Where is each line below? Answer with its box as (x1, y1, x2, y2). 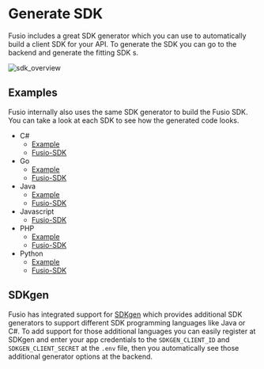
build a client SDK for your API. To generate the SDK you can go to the (8, 39, 237, 48)
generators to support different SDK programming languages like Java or (8, 318, 246, 327)
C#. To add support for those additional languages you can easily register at (8, 326, 256, 336)
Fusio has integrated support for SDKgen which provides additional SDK (8, 310, 243, 319)
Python (19, 249, 43, 258)
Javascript (19, 207, 55, 216)
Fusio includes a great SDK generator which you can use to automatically (8, 31, 247, 40)
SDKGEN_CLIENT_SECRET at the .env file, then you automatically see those (8, 343, 239, 352)
